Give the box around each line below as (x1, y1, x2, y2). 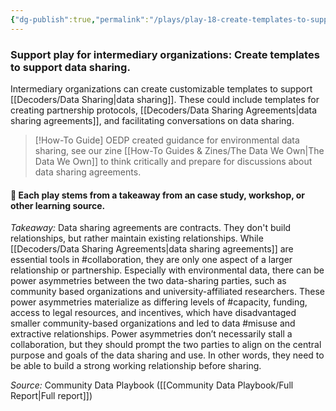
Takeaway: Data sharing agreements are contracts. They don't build (10, 222, 292, 234)
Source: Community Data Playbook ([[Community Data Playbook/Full (10, 379, 294, 391)
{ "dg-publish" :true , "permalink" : (10, 14, 150, 25)
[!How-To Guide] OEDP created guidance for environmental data (34, 134, 300, 146)
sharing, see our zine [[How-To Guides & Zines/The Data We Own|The (34, 144, 325, 156)
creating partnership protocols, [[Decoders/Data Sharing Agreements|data (10, 104, 318, 116)
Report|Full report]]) (10, 390, 93, 402)
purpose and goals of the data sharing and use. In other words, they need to (10, 349, 325, 361)
